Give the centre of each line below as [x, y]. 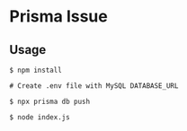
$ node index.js [40, 118]
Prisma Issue [58, 17]
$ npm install [36, 70]
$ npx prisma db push [50, 101]
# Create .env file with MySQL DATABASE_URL [94, 86]
